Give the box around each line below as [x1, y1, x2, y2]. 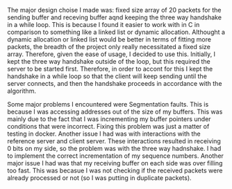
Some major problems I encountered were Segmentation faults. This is [7, 100, 209, 108]
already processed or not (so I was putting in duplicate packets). [7, 174, 192, 182]
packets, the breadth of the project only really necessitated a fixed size [7, 43, 210, 51]
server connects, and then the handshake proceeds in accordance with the [7, 80, 222, 87]
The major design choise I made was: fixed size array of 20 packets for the [7, 6, 222, 14]
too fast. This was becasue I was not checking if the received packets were [7, 166, 223, 174]
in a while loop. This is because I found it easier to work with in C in [7, 21, 200, 28]
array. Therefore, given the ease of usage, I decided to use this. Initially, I [7, 50, 216, 58]
